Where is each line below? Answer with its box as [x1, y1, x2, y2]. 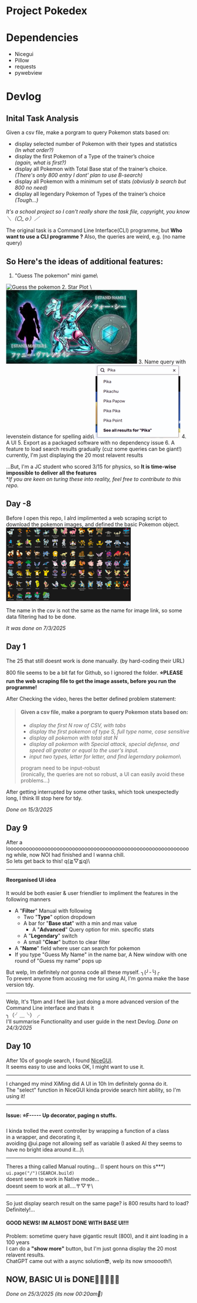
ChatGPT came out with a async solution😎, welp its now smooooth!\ [6, 1258, 172, 1264]
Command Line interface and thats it [6, 1004, 94, 1011]
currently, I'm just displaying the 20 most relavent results [6, 452, 144, 459]
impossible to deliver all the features [6, 469, 97, 476]
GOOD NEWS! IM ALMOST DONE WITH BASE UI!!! [6, 1219, 129, 1226]
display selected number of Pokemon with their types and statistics [14, 140, 178, 148]
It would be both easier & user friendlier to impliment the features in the [6, 889, 179, 896]
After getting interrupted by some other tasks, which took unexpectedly [6, 788, 179, 795]
